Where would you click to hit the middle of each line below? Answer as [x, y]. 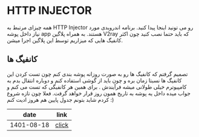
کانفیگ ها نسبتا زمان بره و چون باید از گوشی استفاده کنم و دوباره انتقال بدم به [94, 80]
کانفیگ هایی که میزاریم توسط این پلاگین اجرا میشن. [65, 40]
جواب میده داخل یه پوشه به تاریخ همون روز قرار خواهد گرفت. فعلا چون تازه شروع [99, 93]
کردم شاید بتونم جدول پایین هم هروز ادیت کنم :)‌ [60, 99]
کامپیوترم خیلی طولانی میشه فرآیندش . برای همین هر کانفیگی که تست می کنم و [97, 87]
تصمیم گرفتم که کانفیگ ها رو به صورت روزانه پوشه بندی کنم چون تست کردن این [97, 74]
